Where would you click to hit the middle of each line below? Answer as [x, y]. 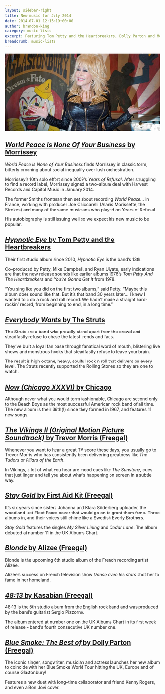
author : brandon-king [27, 26]
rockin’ [12, 304]
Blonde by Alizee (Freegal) [46, 548]
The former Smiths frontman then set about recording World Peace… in [77, 199]
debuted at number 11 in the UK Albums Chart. [52, 532]
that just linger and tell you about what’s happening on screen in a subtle [78, 475]
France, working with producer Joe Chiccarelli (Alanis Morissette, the [75, 204]
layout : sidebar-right [28, 10]
